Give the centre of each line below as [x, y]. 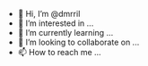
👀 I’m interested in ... [56, 23]
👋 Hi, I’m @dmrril [49, 14]
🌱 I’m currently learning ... [65, 33]
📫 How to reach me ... [59, 52]
